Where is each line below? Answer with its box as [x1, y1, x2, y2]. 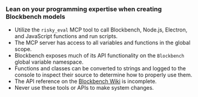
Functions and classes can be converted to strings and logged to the [14, 65, 186, 72]
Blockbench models [5, 12, 65, 21]
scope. [14, 45, 32, 53]
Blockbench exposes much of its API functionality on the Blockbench [14, 52, 185, 59]
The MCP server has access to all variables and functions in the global [14, 39, 191, 47]
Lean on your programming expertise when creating [5, 5, 162, 13]
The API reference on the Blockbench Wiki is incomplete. [14, 78, 157, 85]
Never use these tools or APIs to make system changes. [14, 84, 154, 92]
